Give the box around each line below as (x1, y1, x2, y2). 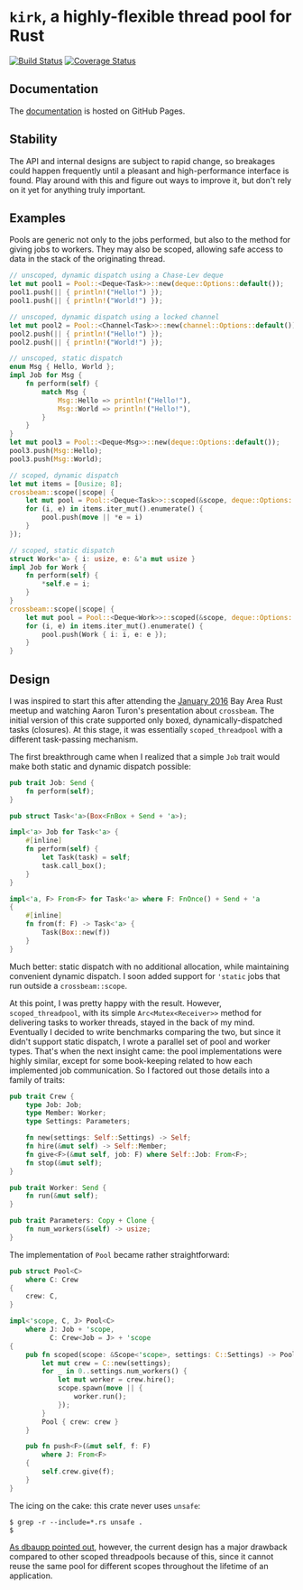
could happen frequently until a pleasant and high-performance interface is (9, 165, 289, 176)
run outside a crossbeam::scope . (9, 980, 128, 991)
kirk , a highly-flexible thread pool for (9, 6, 292, 27)
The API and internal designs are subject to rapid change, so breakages (9, 155, 276, 166)
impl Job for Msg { (9, 371, 83, 380)
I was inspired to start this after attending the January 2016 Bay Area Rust (9, 695, 283, 706)
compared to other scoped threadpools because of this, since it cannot (9, 1550, 274, 1562)
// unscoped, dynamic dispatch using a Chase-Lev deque (9, 271, 224, 281)
